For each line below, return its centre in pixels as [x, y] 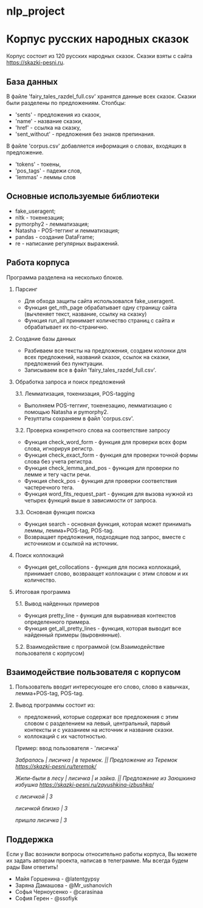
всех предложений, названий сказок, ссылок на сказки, [97, 357]
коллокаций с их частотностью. [66, 737]
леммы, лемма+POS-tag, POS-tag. [69, 530]
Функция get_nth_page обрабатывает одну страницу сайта [101, 307]
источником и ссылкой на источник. [71, 543]
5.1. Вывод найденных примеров [57, 603]
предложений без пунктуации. [64, 363]
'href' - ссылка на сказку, [48, 127]
